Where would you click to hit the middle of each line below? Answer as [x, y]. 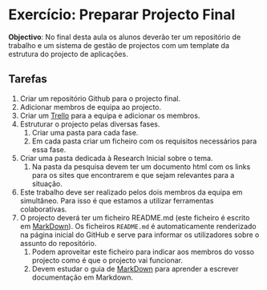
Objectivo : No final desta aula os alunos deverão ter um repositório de [125, 37]
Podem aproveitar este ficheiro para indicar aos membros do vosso [143, 252]
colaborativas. [43, 209]
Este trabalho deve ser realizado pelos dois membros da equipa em [131, 192]
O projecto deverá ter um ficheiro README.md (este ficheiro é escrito [135, 217]
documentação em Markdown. [83, 277]
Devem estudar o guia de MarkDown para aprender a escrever [135, 268]
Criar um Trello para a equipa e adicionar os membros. [110, 115]
